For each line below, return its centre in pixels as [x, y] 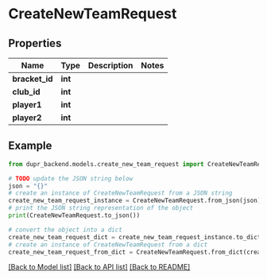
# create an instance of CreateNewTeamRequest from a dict [108, 244]
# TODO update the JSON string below [71, 178]
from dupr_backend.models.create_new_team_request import [106, 164]
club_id [27, 92]
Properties [35, 43]
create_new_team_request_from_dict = [71, 252]
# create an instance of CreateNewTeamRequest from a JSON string [120, 193]
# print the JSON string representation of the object [101, 208]
